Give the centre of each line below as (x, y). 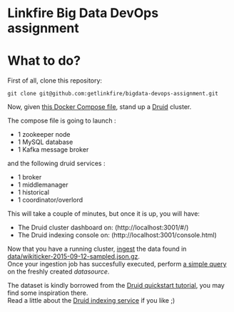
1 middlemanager (43, 185)
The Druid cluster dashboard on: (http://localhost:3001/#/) (103, 228)
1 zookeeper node (44, 135)
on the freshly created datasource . (58, 271)
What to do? (44, 61)
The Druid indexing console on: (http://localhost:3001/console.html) (117, 235)
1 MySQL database (45, 142)
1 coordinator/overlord (50, 200)
